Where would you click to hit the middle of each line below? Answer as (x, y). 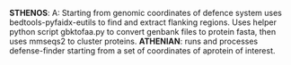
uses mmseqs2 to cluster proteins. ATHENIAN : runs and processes (134, 41)
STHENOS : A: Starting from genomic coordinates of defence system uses (146, 13)
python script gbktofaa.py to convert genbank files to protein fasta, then (143, 32)
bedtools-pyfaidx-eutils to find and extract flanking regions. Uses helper (143, 22)
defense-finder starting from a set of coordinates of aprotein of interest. (142, 51)
